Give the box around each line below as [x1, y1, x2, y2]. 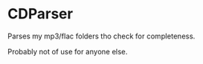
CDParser [7, 5, 74, 23]
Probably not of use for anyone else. [7, 46, 128, 56]
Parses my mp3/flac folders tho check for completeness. [7, 31, 196, 41]
